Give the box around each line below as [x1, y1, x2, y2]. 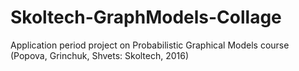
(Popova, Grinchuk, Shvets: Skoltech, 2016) [10, 49, 190, 61]
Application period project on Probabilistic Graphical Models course [10, 39, 290, 51]
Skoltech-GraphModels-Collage [10, 6, 282, 29]
